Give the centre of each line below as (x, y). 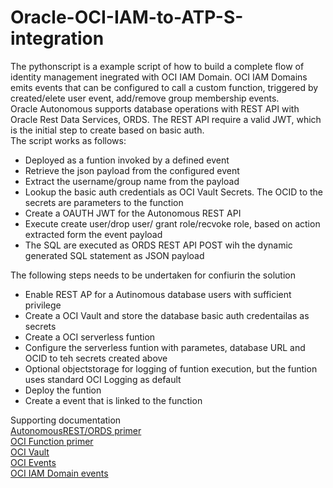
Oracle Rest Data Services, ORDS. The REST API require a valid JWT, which (166, 119)
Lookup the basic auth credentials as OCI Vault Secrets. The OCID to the (174, 192)
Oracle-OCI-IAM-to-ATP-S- (127, 17)
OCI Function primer (52, 441)
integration (57, 38)
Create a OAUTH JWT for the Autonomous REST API (133, 213)
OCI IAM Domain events (59, 473)
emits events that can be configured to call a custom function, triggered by (164, 87)
